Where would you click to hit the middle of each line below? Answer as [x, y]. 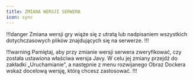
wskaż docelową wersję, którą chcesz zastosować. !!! [72, 71]
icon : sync [20, 17]
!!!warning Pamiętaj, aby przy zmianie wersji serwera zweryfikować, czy [94, 52]
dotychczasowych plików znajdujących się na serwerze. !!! [78, 40]
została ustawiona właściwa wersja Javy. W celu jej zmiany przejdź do [92, 58]
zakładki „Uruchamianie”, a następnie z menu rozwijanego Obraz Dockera [96, 64]
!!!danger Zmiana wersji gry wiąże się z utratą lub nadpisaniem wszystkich [97, 34]
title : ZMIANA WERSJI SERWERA [44, 12]
